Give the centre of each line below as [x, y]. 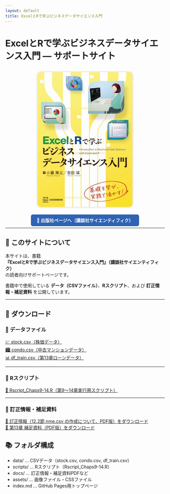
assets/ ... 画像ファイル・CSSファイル [52, 479]
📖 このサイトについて [38, 243]
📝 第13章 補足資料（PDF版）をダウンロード [50, 428]
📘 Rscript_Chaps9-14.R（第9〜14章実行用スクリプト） [61, 390]
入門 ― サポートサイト [69, 56]
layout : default [22, 11]
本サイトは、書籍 [23, 256]
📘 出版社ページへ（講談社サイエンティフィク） [85, 221]
